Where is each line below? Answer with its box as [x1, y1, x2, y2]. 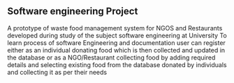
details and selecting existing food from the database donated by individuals [7, 60, 227, 68]
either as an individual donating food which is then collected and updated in [7, 46, 226, 54]
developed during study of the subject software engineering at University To [7, 31, 227, 39]
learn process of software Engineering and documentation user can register [7, 38, 226, 47]
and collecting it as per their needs [7, 68, 107, 76]
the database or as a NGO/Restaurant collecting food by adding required [7, 53, 216, 62]
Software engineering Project [7, 6, 138, 17]
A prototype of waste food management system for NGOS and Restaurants [7, 24, 223, 32]
